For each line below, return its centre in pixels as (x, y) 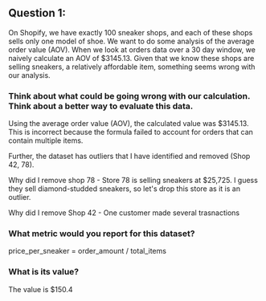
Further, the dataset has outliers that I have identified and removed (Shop (129, 157)
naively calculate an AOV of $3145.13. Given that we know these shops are (131, 58)
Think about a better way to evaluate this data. (101, 106)
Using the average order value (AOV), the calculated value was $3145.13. (129, 124)
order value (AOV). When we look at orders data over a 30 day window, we (132, 49)
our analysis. (29, 75)
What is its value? (43, 272)
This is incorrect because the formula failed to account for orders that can (131, 132)
